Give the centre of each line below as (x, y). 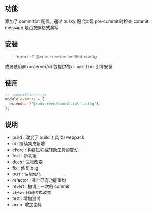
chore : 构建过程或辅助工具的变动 (45, 150)
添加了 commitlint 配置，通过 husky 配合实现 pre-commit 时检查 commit (77, 21)
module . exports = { (25, 99)
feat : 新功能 (24, 155)
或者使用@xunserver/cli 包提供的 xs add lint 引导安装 (59, 66)
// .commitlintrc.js (26, 95)
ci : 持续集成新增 (28, 143)
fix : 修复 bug (25, 168)
